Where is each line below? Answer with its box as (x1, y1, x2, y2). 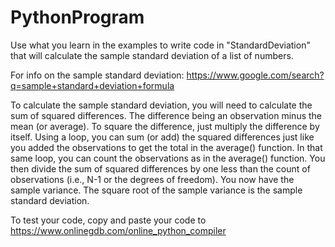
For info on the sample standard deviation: (10, 69, 185, 81)
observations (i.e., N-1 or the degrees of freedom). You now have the (10, 173, 295, 185)
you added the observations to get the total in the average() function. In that (10, 141, 323, 153)
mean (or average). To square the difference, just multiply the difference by (10, 120, 320, 132)
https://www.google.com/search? (186, 69, 325, 81)
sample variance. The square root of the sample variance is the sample (10, 184, 303, 196)
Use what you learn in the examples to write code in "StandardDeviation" (10, 39, 311, 51)
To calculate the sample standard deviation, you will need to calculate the (10, 99, 313, 111)
